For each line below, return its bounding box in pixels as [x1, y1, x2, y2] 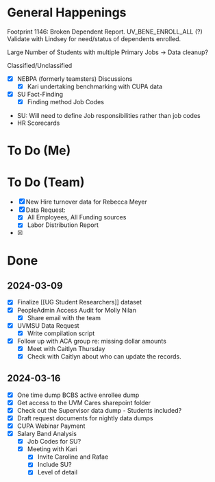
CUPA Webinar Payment [16, 422, 86, 430]
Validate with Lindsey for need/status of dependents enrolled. [7, 34, 181, 43]
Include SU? [37, 461, 72, 469]
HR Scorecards [16, 119, 60, 128]
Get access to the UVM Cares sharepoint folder [16, 398, 151, 407]
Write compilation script [27, 329, 95, 337]
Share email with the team [27, 313, 101, 322]
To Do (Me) [7, 143, 71, 158]
